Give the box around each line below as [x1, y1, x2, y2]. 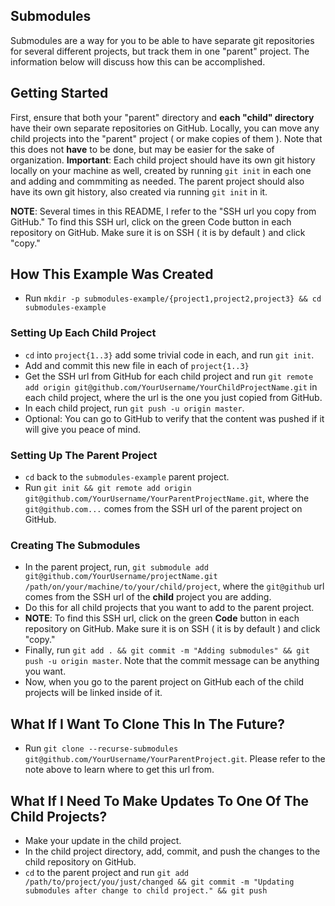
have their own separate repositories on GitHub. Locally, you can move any [10, 122, 320, 134]
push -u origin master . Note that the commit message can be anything [24, 655, 320, 667]
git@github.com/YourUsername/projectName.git [24, 572, 218, 582]
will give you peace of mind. [24, 423, 142, 435]
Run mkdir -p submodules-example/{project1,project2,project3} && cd [24, 292, 322, 304]
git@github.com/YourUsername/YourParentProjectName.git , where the [24, 492, 310, 504]
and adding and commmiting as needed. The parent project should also [10, 175, 305, 187]
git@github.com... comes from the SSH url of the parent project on [24, 503, 303, 515]
